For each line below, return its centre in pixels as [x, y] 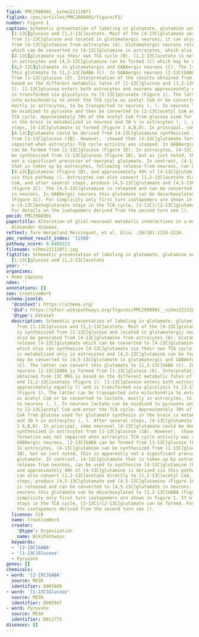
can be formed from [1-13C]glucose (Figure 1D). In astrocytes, [92, 150]
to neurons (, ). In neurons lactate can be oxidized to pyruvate [100, 404]
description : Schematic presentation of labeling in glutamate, [92, 321]
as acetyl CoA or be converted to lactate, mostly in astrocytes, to [105, 399]
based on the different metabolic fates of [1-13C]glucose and [91, 84]
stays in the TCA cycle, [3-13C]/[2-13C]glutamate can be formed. [100, 503]
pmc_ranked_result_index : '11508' [49, 238]
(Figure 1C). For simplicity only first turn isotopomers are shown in [102, 200]
